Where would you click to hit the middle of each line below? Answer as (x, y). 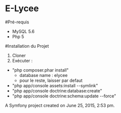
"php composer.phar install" (40, 70)
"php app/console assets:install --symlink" (55, 85)
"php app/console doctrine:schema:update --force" (64, 96)
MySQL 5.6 (23, 31)
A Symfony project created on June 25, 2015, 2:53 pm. (60, 105)
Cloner (19, 55)
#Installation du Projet (27, 46)
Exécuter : (22, 60)
